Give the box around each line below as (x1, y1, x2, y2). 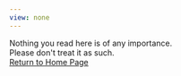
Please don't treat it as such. (9, 46, 115, 58)
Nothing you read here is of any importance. (9, 38, 173, 48)
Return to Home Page (9, 56, 90, 67)
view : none (9, 13, 50, 22)
